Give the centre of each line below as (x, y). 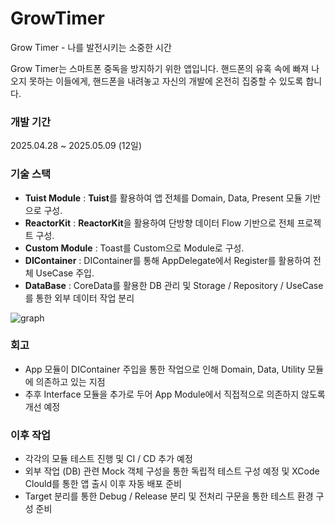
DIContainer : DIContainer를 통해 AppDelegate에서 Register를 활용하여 (168, 260)
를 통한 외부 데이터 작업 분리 (79, 298)
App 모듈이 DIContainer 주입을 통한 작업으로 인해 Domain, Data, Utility (165, 369)
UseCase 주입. (65, 273)
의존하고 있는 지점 (70, 381)
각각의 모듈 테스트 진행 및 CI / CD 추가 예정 (108, 459)
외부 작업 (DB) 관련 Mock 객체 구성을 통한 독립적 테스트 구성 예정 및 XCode (172, 471)
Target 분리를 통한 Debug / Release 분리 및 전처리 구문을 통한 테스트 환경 (169, 496)
